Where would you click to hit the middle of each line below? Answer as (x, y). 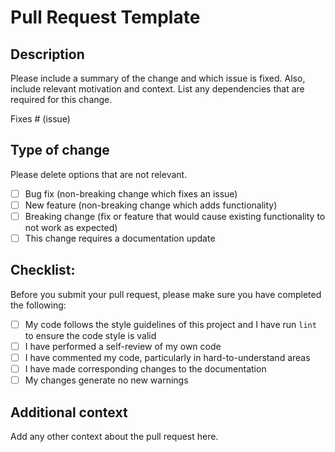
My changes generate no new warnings (106, 380)
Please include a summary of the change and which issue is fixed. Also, (158, 78)
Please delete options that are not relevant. (99, 174)
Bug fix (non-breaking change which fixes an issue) (131, 193)
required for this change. (61, 99)
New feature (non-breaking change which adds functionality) (151, 205)
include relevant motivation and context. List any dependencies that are (157, 89)
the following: (38, 305)
